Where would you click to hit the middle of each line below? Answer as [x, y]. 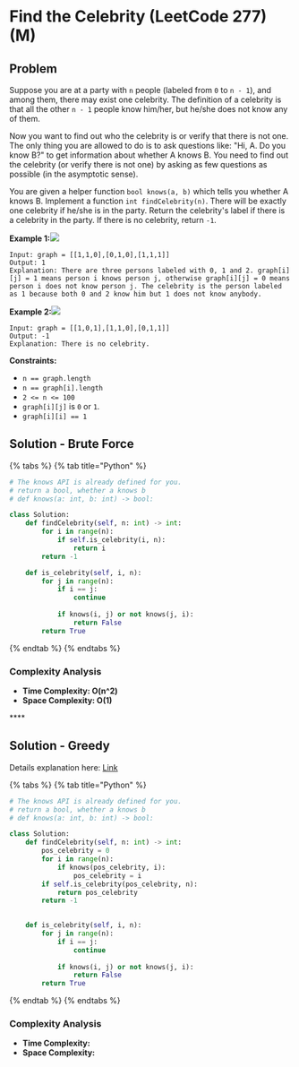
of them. [25, 119]
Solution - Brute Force [72, 444]
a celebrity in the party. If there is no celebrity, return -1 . [113, 220]
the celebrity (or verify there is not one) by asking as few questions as [138, 164]
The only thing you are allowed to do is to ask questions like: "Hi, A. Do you [148, 146]
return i [89, 548]
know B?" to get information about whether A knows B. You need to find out [149, 155]
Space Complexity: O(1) [67, 700]
